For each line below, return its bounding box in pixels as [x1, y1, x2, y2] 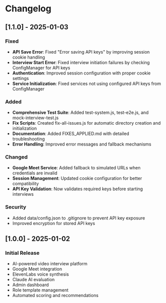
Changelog [5, 3, 52, 14]
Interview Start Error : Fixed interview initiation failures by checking [12, 59, 150, 65]
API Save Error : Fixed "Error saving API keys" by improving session [12, 49, 150, 55]
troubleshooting [12, 136, 45, 142]
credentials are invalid [12, 170, 58, 176]
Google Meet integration [12, 266, 62, 272]
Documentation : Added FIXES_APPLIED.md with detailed [12, 131, 129, 137]
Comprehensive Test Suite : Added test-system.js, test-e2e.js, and [12, 110, 149, 116]
